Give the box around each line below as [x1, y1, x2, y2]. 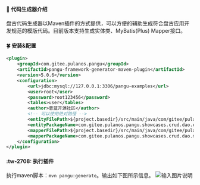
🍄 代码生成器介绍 [6, 5, 48, 12]
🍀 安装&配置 [6, 42, 36, 49]
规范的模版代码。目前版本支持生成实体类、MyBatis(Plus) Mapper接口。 [11, 27, 186, 35]
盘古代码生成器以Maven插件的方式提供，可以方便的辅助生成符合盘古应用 [6, 20, 185, 27]
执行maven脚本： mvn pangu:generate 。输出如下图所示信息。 [6, 172, 154, 179]
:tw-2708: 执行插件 [6, 158, 54, 165]
